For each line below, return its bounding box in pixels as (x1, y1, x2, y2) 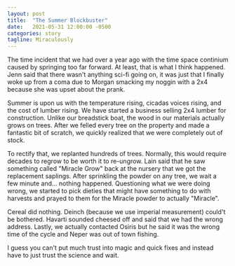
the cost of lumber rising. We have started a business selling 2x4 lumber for (7, 106, 227, 115)
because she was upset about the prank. (7, 85, 126, 94)
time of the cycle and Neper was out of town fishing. (7, 230, 159, 239)
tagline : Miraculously (7, 36, 74, 43)
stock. (7, 136, 25, 144)
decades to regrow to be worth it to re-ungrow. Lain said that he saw (7, 157, 206, 165)
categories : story (7, 29, 61, 37)
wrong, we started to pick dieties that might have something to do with (7, 187, 212, 195)
